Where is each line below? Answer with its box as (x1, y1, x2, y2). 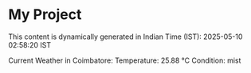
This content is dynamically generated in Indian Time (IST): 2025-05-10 (8, 32, 243, 41)
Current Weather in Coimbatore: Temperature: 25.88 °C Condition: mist (8, 56, 241, 65)
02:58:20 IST (8, 40, 52, 49)
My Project (8, 6, 82, 24)
